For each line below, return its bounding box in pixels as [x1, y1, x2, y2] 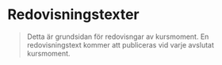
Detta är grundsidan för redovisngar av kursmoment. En [26, 32, 209, 41]
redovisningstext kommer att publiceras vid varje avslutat [26, 40, 215, 49]
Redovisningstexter [7, 6, 140, 24]
